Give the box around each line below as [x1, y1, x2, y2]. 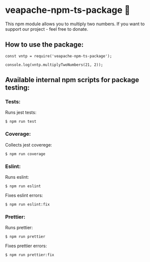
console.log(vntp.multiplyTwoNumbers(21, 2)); [5, 62, 103, 67]
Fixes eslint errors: [5, 193, 43, 199]
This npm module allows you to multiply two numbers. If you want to [5, 21, 145, 27]
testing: [5, 84, 30, 92]
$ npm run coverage [5, 151, 46, 157]
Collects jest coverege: [5, 142, 52, 148]
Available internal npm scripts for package [5, 76, 140, 84]
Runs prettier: [5, 225, 33, 231]
